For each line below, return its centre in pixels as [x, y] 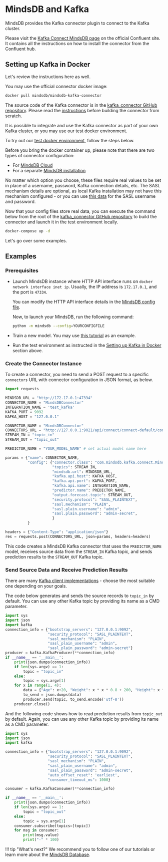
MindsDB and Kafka [47, 9]
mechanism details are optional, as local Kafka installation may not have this [83, 191]
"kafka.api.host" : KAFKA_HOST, [85, 476]
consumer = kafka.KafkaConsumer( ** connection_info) [60, 789]
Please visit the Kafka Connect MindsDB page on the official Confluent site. [83, 38]
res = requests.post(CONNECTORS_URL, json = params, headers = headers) [78, 536]
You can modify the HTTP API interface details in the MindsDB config [84, 302]
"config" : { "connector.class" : [60, 462]
